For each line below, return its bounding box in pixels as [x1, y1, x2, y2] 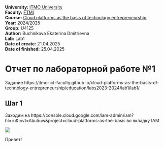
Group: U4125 [5, 25, 34, 31]
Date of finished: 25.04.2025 [5, 46, 65, 52]
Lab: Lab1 [5, 36, 25, 41]
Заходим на [5, 112, 30, 118]
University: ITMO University [5, 4, 63, 10]
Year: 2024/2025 [5, 20, 40, 26]
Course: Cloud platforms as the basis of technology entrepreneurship [5, 15, 147, 20]
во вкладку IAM [126, 117, 160, 123]
